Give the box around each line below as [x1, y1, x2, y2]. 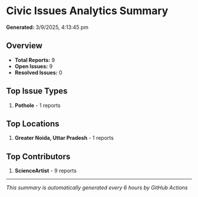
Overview [6, 41, 43, 51]
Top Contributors [6, 152, 71, 162]
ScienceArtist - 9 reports [14, 167, 77, 175]
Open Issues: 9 [14, 63, 53, 70]
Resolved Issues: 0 [14, 69, 63, 76]
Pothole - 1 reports [14, 101, 61, 109]
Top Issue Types [6, 86, 68, 96]
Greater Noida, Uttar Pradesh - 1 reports [14, 134, 114, 142]
